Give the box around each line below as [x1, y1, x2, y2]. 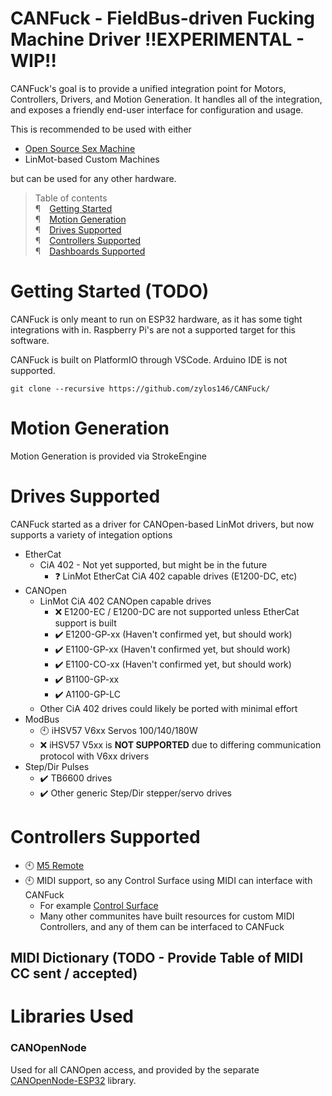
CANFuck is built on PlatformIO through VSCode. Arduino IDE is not [10, 353, 288, 366]
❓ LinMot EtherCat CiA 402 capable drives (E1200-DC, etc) [54, 570, 298, 582]
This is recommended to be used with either [10, 123, 192, 135]
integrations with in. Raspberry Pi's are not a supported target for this [10, 323, 296, 336]
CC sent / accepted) [10, 965, 138, 982]
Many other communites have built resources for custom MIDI [39, 910, 295, 922]
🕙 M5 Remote [24, 859, 85, 871]
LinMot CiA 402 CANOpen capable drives [39, 595, 212, 607]
